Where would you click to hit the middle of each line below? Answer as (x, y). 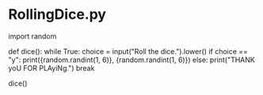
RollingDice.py (57, 15)
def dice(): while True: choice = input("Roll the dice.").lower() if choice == (128, 51)
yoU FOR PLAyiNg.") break (51, 68)
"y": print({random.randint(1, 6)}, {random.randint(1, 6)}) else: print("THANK (131, 60)
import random (32, 36)
